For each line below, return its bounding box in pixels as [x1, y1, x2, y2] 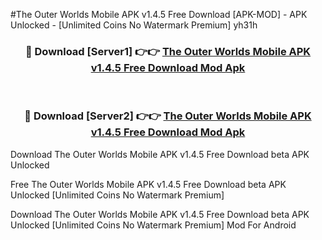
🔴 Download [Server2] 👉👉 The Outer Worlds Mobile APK [24, 109, 312, 123]
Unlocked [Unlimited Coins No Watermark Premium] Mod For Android [10, 219, 297, 231]
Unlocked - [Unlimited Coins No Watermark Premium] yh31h [10, 19, 258, 31]
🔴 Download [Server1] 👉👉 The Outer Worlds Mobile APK [24, 44, 312, 58]
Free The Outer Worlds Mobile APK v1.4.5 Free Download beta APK [10, 178, 287, 190]
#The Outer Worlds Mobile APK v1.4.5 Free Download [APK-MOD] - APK [10, 9, 308, 20]
